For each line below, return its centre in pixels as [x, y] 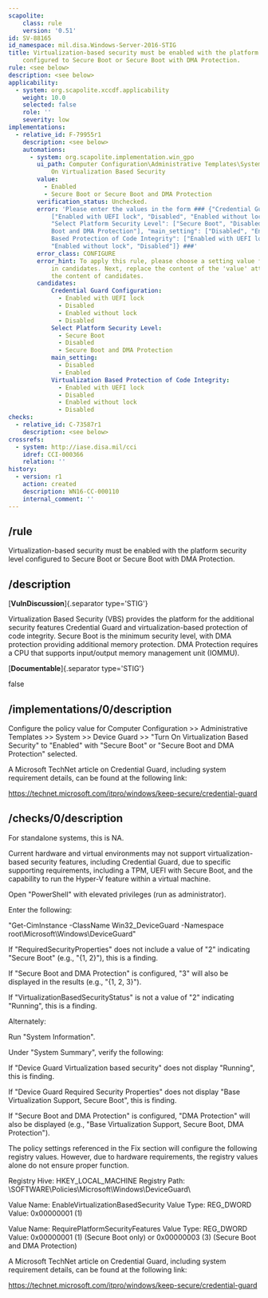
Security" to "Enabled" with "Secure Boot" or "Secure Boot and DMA [121, 745]
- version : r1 [39, 477]
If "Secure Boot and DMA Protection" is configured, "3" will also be [118, 973]
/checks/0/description [66, 819]
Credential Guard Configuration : [106, 291]
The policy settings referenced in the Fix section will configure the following [133, 1148]
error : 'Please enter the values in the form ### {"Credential [144, 209]
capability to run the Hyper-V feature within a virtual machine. [110, 879]
